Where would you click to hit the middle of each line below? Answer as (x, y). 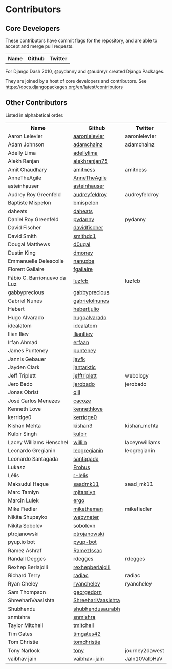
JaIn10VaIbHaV (144, 658)
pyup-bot (85, 542)
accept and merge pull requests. (39, 46)
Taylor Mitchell (26, 625)
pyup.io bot (21, 542)
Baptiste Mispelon (29, 202)
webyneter (86, 517)
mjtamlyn (84, 492)
